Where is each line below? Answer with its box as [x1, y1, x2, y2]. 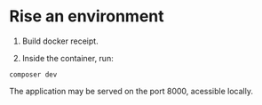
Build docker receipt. [21, 36, 99, 46]
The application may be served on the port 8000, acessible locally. [9, 85, 253, 96]
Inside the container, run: [21, 52, 114, 63]
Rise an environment [9, 6, 164, 27]
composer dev [9, 69, 58, 79]
